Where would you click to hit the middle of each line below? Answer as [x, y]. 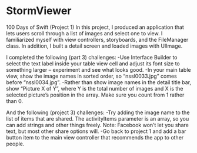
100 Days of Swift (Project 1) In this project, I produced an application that [95, 27]
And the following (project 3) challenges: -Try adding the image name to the [98, 112]
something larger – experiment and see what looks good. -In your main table [98, 69]
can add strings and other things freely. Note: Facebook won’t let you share [98, 125]
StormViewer [39, 11]
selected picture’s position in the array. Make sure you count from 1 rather [95, 95]
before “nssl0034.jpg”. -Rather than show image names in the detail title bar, [99, 82]
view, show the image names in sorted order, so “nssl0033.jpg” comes [92, 76]
